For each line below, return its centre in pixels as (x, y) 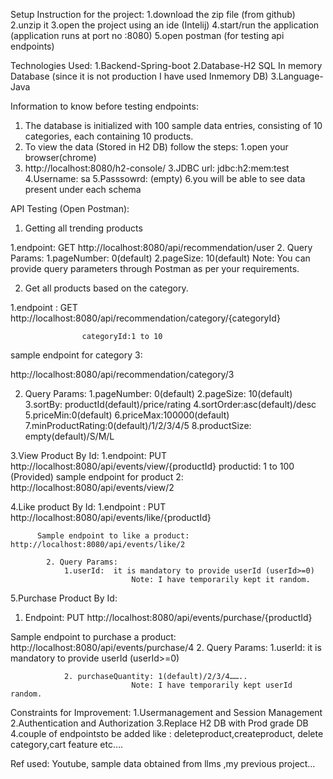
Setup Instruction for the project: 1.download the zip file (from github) (153, 14)
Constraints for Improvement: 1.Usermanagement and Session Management (166, 712)
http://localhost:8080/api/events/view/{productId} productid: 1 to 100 (152, 466)
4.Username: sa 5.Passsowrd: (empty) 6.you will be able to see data (165, 178)
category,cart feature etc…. (67, 744)
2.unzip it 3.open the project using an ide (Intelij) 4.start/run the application (165, 25)
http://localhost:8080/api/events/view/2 (92, 487)
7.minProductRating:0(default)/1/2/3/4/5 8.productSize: (138, 425)
